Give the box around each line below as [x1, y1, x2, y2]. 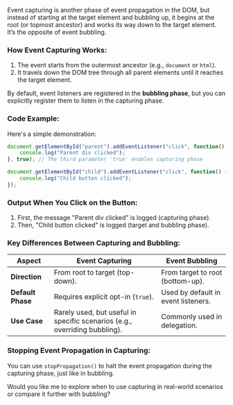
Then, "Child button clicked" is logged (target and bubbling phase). [17, 221, 209, 230]
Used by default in [160, 288, 221, 298]
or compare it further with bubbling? [7, 390, 111, 398]
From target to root [160, 268, 223, 277]
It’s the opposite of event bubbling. [7, 28, 107, 36]
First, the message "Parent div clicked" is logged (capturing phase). [17, 214, 212, 222]
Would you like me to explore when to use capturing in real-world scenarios [7, 382, 223, 390]
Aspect [17, 256, 42, 266]
